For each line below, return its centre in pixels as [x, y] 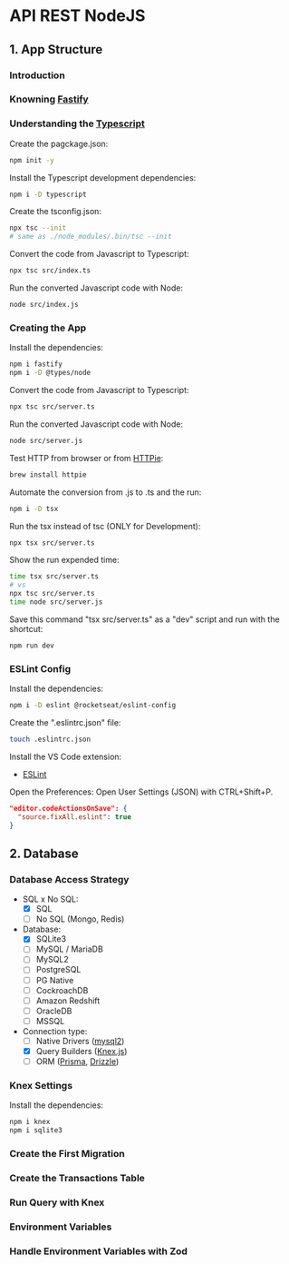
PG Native [55, 980]
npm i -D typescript [48, 194]
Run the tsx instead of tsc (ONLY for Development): [105, 526]
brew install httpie [48, 474]
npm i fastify [36, 364]
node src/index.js [44, 305]
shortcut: [26, 628]
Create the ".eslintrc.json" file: [65, 722]
